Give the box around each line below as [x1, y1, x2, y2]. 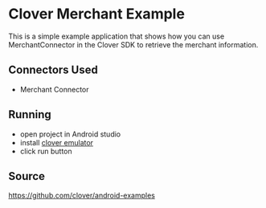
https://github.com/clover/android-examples [8, 190, 155, 201]
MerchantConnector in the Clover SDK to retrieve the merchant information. [8, 39, 259, 49]
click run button [19, 146, 72, 156]
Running [8, 108, 52, 121]
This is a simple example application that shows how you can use [8, 31, 225, 41]
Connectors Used [8, 63, 98, 77]
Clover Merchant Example [8, 5, 185, 23]
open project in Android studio [19, 129, 121, 139]
